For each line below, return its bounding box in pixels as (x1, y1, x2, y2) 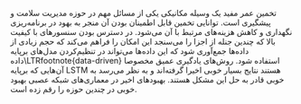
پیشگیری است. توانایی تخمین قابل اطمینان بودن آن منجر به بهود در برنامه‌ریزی (10, 17, 271, 28)
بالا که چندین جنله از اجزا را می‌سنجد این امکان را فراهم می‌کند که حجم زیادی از (10, 36, 277, 47)
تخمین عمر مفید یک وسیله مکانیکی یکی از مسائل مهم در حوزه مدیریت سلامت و (10, 8, 277, 18)
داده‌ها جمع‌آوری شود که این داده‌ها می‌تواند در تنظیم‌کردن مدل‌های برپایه (10, 46, 249, 56)
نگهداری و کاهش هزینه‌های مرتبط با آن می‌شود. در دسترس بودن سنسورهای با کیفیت (10, 27, 293, 37)
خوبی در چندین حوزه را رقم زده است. (10, 84, 137, 94)
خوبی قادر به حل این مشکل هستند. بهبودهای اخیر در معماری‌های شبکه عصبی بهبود (10, 74, 285, 84)
